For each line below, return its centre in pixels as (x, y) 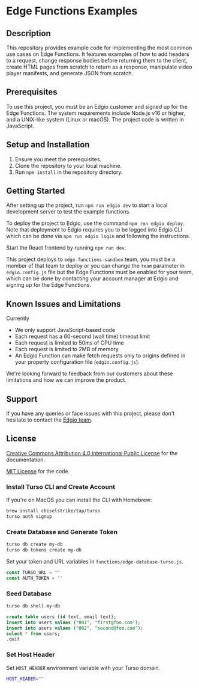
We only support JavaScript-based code (65, 330)
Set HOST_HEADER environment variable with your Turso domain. (83, 668)
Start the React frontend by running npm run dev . (66, 248)
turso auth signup (29, 517)
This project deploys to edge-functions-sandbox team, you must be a (91, 259)
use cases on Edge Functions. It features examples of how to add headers (98, 54)
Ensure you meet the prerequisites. (58, 159)
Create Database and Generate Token (62, 532)
